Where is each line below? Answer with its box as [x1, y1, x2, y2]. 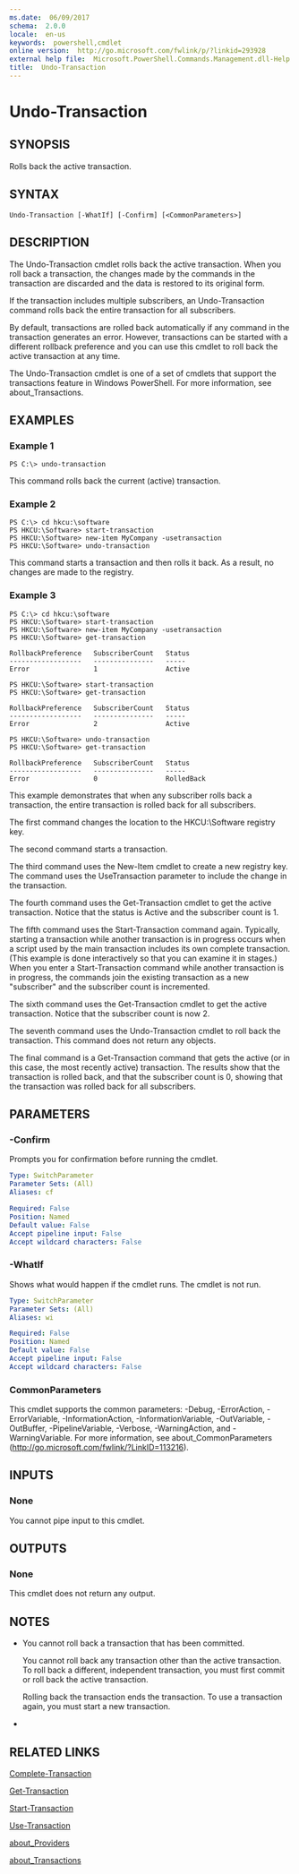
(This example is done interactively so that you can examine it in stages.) [9, 953, 278, 963]
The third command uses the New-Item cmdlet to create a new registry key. [9, 860, 288, 871]
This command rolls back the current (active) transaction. [9, 475, 221, 486]
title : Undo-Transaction [9, 64, 106, 73]
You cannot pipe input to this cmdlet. [9, 1515, 145, 1526]
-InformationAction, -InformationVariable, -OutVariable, [62, 1414, 266, 1425]
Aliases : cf [9, 1188, 54, 1197]
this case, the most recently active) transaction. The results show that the [9, 1062, 280, 1073]
